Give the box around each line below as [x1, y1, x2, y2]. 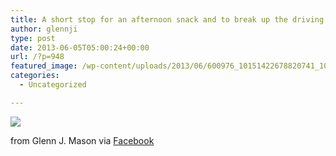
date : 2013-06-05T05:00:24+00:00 [10, 42, 150, 53]
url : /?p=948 [10, 52, 65, 62]
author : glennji [10, 24, 78, 34]
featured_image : [10, 61, 78, 71]
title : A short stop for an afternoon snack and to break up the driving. [10, 14, 329, 25]
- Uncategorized [19, 80, 87, 90]
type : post [10, 33, 56, 43]
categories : [10, 71, 60, 81]
